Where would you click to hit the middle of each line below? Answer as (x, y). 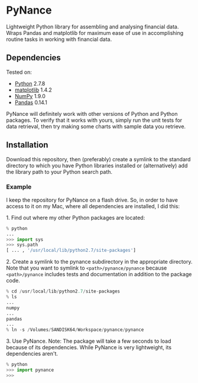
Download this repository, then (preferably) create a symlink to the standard (98, 159)
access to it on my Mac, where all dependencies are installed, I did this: (93, 206)
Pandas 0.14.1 (31, 102)
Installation (27, 145)
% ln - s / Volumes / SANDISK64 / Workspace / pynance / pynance (75, 330)
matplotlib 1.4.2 (33, 90)
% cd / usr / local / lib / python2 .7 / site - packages (63, 291)
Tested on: (19, 72)
